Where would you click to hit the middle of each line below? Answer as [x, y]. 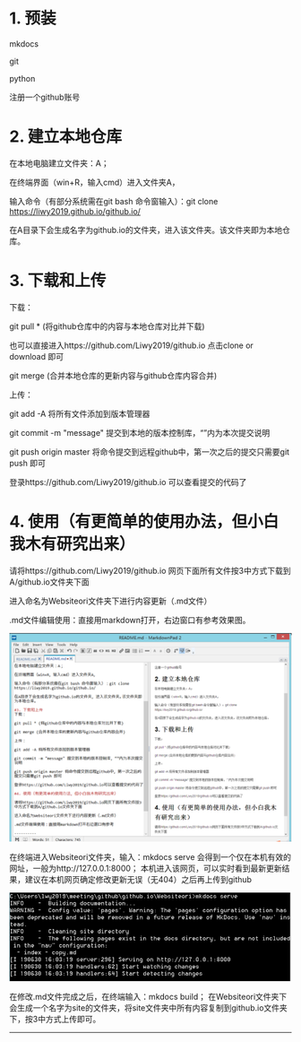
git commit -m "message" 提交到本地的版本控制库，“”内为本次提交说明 [140, 432]
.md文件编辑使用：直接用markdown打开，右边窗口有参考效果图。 [130, 620]
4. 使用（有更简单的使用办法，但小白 [144, 522]
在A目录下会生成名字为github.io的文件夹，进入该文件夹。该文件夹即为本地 [146, 230]
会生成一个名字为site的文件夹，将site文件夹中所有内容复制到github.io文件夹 [149, 1007]
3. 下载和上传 [58, 281]
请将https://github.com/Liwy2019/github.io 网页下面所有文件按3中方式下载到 [150, 570]
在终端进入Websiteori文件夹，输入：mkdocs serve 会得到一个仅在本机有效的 [150, 856]
